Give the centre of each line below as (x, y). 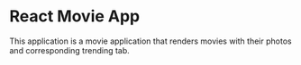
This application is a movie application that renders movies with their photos (150, 41)
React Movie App (75, 16)
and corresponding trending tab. (70, 50)
